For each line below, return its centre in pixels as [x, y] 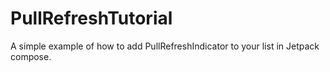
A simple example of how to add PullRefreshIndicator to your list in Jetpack [165, 46]
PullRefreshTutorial [91, 18]
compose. [31, 56]
